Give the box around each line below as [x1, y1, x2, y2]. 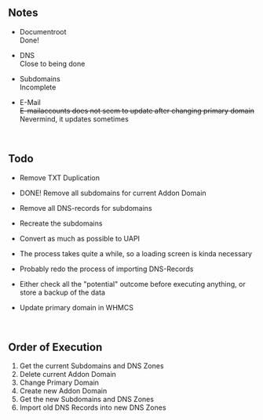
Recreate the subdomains [19, 219, 103, 228]
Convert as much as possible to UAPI [19, 234, 140, 243]
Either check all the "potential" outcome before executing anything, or [19, 279, 246, 288]
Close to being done [19, 59, 86, 68]
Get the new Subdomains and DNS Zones [19, 395, 155, 404]
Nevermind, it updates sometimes [19, 114, 130, 124]
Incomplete [19, 82, 57, 92]
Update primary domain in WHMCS [19, 302, 133, 312]
